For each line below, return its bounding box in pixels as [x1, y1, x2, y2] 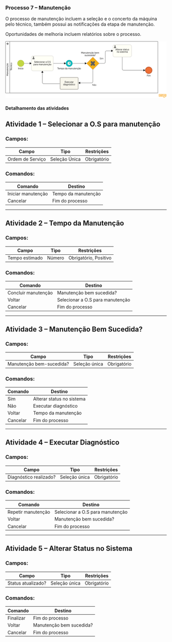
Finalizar [7, 615, 26, 621]
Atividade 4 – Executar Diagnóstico [5, 438, 120, 447]
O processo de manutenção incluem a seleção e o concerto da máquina [5, 16, 157, 22]
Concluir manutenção [7, 289, 53, 296]
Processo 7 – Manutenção [5, 4, 71, 11]
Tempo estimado [7, 255, 43, 261]
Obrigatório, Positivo [68, 255, 112, 261]
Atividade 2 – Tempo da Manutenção [5, 219, 124, 228]
